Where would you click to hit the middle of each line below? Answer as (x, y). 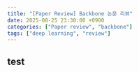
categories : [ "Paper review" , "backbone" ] (70, 27)
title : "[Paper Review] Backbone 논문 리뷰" (70, 14)
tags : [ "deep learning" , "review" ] (59, 33)
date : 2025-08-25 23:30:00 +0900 (56, 20)
